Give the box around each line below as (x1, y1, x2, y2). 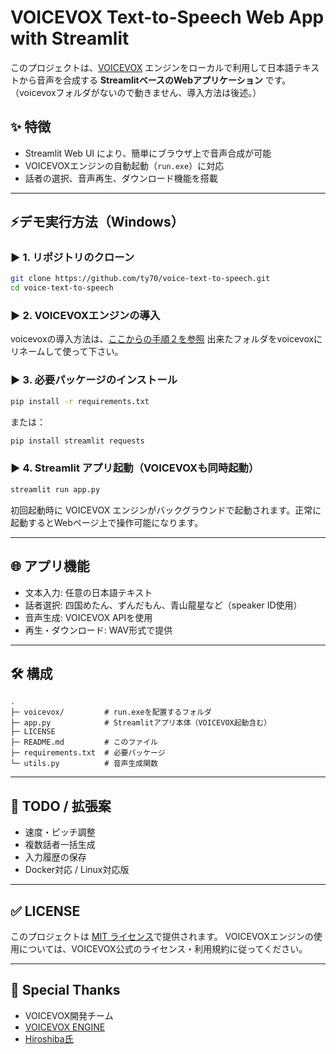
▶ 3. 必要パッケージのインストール (10, 373, 178, 387)
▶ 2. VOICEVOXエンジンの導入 (10, 309, 161, 323)
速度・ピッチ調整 (24, 826, 96, 838)
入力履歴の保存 (24, 851, 87, 863)
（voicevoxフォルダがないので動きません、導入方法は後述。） (10, 86, 262, 98)
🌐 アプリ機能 (10, 558, 90, 575)
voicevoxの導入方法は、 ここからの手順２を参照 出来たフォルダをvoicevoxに (10, 333, 323, 345)
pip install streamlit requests (10, 436, 145, 446)
